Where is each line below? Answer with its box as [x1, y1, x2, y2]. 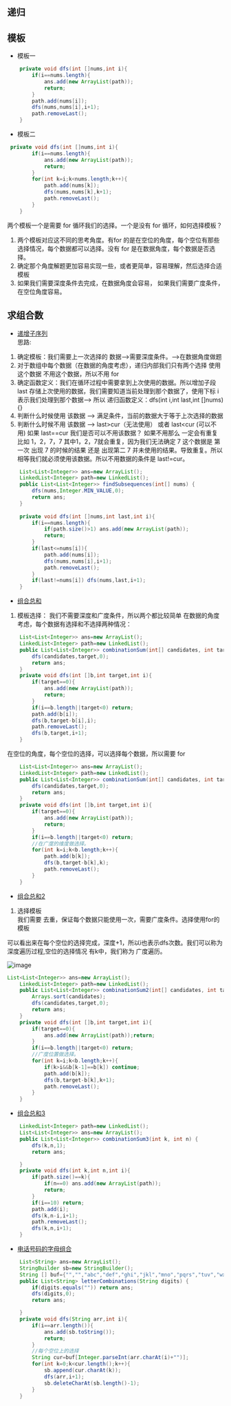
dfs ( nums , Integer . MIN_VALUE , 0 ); [32, 488, 125, 495]
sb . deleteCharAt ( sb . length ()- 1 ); [43, 1380, 140, 1387]
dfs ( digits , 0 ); [32, 1290, 76, 1297]
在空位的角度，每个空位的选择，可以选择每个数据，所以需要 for [7, 749, 186, 758]
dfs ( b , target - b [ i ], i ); [32, 717, 97, 724]
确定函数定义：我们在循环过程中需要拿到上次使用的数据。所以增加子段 [16, 378, 217, 386]
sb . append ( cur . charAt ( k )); [43, 1367, 122, 1374]
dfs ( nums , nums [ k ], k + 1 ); [43, 189, 112, 196]
